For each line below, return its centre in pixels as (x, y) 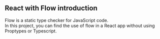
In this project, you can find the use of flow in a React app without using (80, 25)
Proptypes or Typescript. (31, 31)
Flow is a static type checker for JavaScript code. (57, 20)
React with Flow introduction (51, 8)
